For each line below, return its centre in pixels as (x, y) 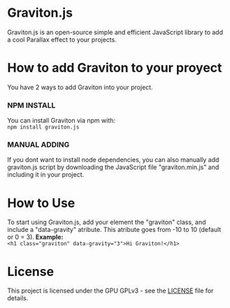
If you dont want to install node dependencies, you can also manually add (113, 160)
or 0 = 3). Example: (35, 237)
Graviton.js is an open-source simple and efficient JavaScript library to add (115, 32)
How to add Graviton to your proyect (115, 68)
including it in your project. (46, 175)
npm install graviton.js (43, 127)
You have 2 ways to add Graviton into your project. (80, 87)
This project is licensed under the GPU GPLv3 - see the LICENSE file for (110, 291)
